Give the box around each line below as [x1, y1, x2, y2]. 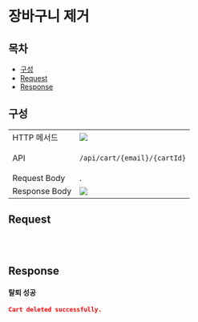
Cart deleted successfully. [8, 306, 103, 314]
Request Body [12, 172, 66, 183]
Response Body [12, 185, 72, 196]
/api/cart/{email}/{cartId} [79, 153, 187, 163]
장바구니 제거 [8, 7, 90, 26]
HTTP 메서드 [12, 131, 59, 143]
